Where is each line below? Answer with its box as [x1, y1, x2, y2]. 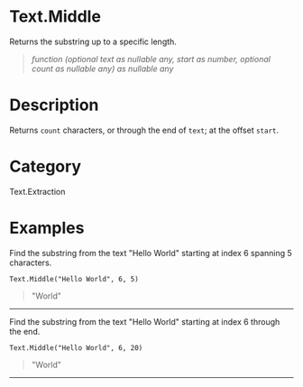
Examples [9, 218, 85, 238]
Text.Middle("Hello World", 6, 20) [9, 343, 143, 353]
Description [9, 95, 99, 115]
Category [9, 156, 82, 177]
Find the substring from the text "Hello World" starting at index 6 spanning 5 [9, 247, 293, 258]
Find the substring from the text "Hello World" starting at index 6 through [9, 316, 280, 327]
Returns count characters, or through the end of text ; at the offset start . [9, 124, 280, 135]
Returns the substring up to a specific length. [9, 36, 178, 47]
